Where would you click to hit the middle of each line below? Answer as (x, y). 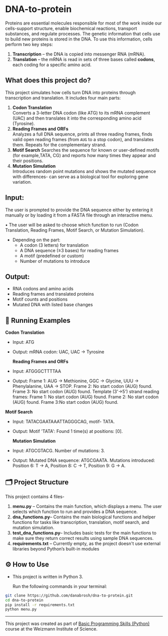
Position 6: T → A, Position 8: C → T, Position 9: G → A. (69, 466)
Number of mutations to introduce (55, 261)
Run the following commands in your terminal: (60, 586)
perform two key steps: (29, 44)
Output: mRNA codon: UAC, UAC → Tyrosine (58, 352)
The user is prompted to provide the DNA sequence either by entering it (79, 210)
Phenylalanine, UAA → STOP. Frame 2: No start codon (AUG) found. (82, 386)
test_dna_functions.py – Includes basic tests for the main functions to (84, 533)
